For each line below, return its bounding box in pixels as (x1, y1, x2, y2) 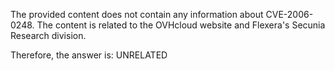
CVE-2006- (265, 9, 314, 20)
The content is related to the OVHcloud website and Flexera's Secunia (36, 19, 326, 31)
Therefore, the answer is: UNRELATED (10, 49, 168, 61)
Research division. (10, 30, 87, 41)
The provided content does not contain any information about (10, 9, 264, 20)
